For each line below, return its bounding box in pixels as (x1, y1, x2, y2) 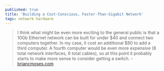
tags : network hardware (5, 16, 54, 21)
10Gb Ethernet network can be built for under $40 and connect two (17, 35, 154, 41)
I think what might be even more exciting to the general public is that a (17, 30, 160, 36)
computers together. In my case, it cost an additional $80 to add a (17, 40, 151, 46)
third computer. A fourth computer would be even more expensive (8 (17, 45, 156, 51)
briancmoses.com (17, 61, 54, 67)
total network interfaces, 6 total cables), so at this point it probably (17, 50, 152, 56)
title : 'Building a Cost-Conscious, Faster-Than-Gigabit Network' (5, 12, 144, 17)
